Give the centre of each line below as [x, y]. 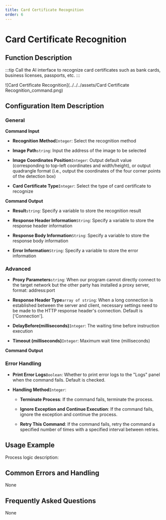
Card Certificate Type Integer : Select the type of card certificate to [82, 186]
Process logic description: [32, 457]
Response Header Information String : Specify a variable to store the [83, 221]
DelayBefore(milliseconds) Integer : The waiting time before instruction [86, 326]
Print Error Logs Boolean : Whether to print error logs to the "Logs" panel [86, 375]
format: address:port [34, 290]
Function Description [39, 58]
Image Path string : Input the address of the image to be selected [79, 150]
